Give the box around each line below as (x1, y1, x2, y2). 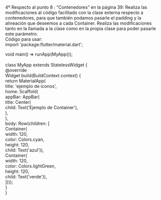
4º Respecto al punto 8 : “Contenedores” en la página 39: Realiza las (5, 5, 147, 10)
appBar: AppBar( (5, 94, 40, 100)
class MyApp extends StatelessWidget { (5, 62, 88, 68)
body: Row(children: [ (5, 120, 50, 126)
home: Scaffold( (5, 89, 39, 94)
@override (5, 67, 27, 73)
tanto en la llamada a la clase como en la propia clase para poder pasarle (5, 26, 156, 32)
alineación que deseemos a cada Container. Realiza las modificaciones (5, 20, 152, 26)
